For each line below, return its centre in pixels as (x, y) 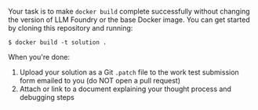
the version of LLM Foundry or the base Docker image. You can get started (129, 20)
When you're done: (39, 57)
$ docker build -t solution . (58, 42)
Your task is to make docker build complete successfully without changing (129, 11)
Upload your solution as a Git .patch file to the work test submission (129, 72)
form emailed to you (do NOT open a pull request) (100, 81)
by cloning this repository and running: (71, 28)
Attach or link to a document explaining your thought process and (125, 89)
